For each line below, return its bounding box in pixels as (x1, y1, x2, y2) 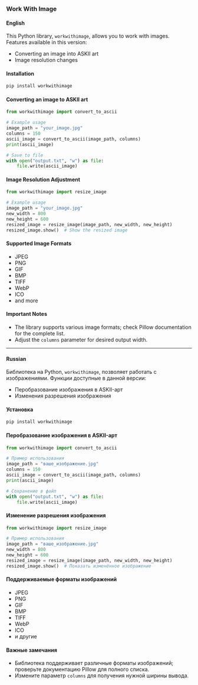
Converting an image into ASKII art (14, 50, 99, 57)
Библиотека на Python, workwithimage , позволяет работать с (6, 368, 157, 376)
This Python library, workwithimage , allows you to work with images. (6, 32, 170, 40)
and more (14, 297, 38, 304)
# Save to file (6, 152, 44, 158)
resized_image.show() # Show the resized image (6, 227, 128, 233)
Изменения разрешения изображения (14, 392, 111, 400)
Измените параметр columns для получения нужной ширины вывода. (14, 672, 189, 679)
